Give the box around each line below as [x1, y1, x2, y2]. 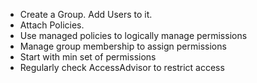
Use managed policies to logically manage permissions [19, 30, 248, 41]
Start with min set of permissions [19, 51, 157, 63]
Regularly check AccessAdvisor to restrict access [19, 62, 225, 73]
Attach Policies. [19, 19, 85, 31]
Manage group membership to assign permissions [19, 40, 227, 52]
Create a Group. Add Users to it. [19, 9, 153, 20]
